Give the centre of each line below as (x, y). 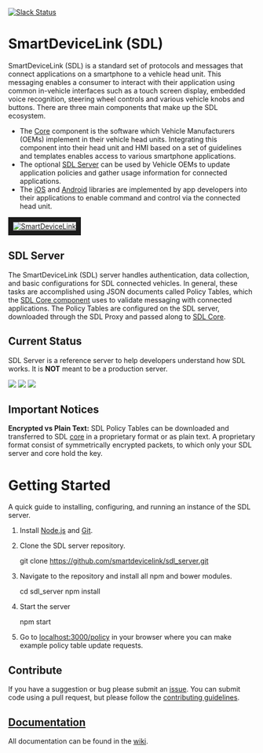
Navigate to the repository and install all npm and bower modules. (126, 576)
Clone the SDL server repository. (72, 545)
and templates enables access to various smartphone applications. (128, 156)
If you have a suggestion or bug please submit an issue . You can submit (124, 689)
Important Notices (54, 409)
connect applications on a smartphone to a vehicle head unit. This (115, 74)
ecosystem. (27, 116)
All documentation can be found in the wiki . (79, 741)
